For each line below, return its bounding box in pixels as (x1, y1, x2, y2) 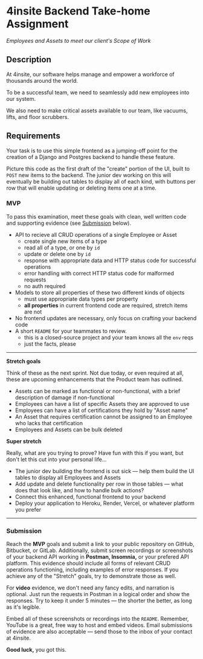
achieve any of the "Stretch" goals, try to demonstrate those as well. (6, 573, 176, 580)
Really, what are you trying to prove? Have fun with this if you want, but (6, 449, 184, 457)
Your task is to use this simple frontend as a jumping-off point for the (6, 147, 178, 154)
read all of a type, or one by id (24, 243, 100, 251)
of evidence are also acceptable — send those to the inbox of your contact (6, 628, 193, 635)
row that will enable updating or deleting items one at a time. (6, 184, 157, 191)
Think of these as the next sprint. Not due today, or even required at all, (6, 369, 184, 376)
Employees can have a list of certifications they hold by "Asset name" (14, 407, 188, 414)
